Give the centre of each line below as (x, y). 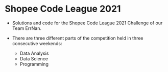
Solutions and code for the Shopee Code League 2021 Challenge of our (87, 23)
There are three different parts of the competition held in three (78, 38)
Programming (34, 64)
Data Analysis (34, 53)
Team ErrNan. (27, 28)
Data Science (34, 58)
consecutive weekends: (37, 43)
